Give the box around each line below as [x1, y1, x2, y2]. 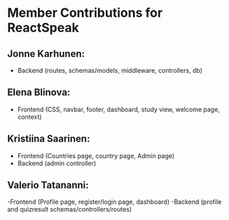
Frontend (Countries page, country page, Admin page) [17, 151, 175, 160]
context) [17, 112, 42, 121]
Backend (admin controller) [17, 159, 97, 167]
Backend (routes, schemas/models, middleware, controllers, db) [17, 67, 203, 74]
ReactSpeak [7, 20, 79, 36]
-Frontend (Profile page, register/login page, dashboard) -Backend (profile [7, 198, 222, 206]
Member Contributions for [7, 5, 163, 21]
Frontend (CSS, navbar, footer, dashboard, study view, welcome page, [17, 105, 221, 114]
